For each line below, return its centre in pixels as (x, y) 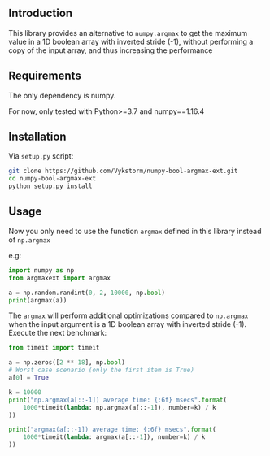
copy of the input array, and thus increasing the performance (111, 50)
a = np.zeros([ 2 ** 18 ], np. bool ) (67, 363)
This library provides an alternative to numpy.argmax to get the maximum (128, 33)
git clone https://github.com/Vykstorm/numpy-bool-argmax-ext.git (123, 171)
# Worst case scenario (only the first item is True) (102, 370)
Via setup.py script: (41, 156)
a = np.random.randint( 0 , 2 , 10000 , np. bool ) (87, 293)
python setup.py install (50, 186)
